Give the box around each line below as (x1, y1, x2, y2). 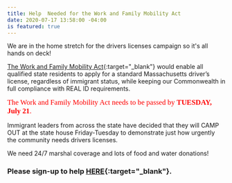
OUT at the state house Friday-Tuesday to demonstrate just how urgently (7, 128, 215, 137)
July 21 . (7, 106, 32, 116)
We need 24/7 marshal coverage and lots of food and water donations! (7, 149, 209, 157)
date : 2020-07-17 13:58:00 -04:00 (7, 17, 107, 23)
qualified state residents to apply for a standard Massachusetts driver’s (7, 70, 210, 78)
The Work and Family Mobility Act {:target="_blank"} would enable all (7, 63, 204, 71)
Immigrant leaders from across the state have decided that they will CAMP (7, 122, 220, 130)
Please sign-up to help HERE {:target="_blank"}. (7, 166, 172, 176)
